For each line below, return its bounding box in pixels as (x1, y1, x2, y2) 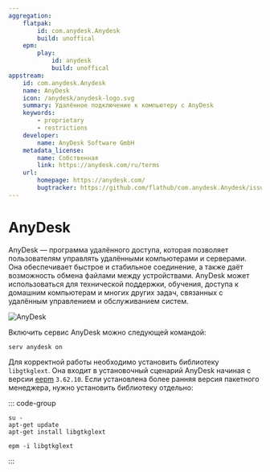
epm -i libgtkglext (8, 441, 74, 450)
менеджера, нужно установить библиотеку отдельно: (8, 383, 194, 392)
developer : (22, 131, 59, 139)
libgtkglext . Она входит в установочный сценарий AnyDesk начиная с (8, 365, 252, 375)
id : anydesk (51, 57, 92, 65)
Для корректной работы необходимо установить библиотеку (8, 357, 219, 367)
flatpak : (22, 19, 52, 27)
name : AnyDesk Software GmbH (37, 138, 135, 147)
